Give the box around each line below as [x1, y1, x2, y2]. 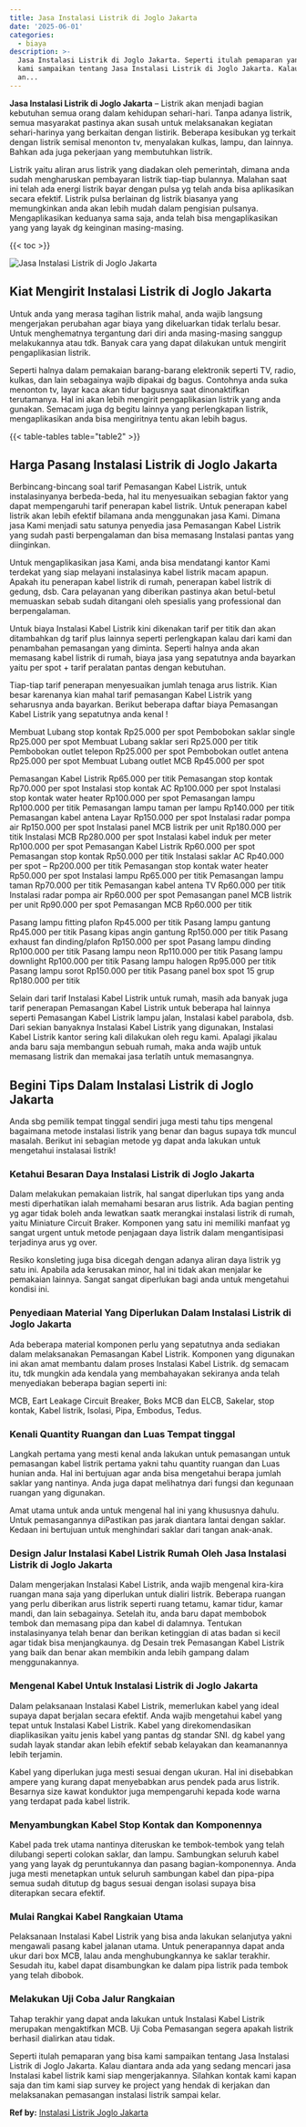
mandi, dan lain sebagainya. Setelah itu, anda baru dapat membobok [9, 1608, 267, 1620]
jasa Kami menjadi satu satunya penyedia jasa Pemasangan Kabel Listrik [9, 520, 281, 531]
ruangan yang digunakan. [9, 1487, 106, 1498]
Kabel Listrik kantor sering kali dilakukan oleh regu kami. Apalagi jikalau [9, 1032, 278, 1043]
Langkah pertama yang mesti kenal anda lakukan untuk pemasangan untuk [9, 1448, 291, 1460]
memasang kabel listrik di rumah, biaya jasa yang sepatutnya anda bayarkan [9, 652, 296, 663]
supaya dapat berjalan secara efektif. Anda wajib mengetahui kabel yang [9, 1710, 282, 1721]
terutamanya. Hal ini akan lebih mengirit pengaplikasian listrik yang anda [9, 393, 280, 404]
